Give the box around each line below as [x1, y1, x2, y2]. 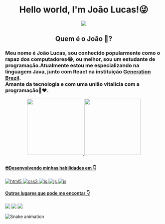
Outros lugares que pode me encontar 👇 [5, 190, 90, 196]
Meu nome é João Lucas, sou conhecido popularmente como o [5, 49, 161, 56]
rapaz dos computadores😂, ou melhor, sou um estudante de [5, 56, 156, 63]
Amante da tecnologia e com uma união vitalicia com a [5, 81, 140, 88]
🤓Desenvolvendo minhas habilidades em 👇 [5, 165, 96, 171]
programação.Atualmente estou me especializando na [5, 62, 140, 69]
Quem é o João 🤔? [55, 34, 113, 43]
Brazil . [5, 74, 21, 81]
